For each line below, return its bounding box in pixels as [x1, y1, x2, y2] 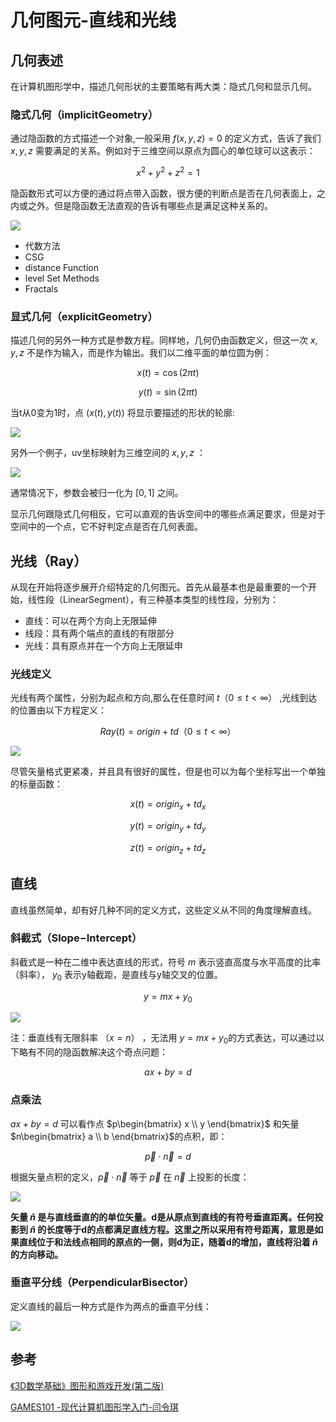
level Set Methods [24, 272, 100, 284]
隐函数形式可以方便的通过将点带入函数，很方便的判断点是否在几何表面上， [10, 187, 317, 199]
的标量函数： [10, 778, 63, 790]
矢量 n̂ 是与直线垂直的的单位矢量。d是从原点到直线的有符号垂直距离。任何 [10, 1211, 315, 1223]
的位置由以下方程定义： [10, 704, 107, 716]
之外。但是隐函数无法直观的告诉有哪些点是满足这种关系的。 [27, 199, 273, 211]
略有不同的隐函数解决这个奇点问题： [18, 1046, 168, 1058]
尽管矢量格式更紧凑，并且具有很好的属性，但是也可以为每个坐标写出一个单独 [10, 766, 326, 778]
